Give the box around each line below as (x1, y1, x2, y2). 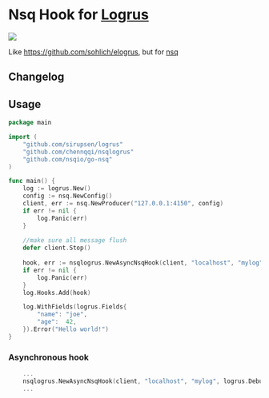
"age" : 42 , (37, 318, 78, 326)
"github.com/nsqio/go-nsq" (22, 155, 113, 163)
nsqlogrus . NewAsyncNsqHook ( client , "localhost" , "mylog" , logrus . (22, 377, 249, 385)
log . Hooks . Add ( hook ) (22, 289, 91, 297)
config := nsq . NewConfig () (22, 192, 113, 201)
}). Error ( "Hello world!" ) (22, 325, 110, 333)
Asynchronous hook (8, 352, 90, 363)
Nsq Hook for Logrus (8, 6, 150, 24)
